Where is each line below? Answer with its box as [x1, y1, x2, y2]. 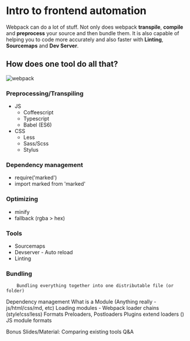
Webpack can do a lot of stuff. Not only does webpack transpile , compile [6, 23, 184, 30]
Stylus [23, 146, 39, 154]
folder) [6, 288, 25, 294]
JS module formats [6, 317, 52, 324]
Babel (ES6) [23, 121, 52, 128]
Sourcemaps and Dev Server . [6, 42, 79, 49]
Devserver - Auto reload [14, 248, 73, 255]
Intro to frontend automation [6, 4, 147, 18]
